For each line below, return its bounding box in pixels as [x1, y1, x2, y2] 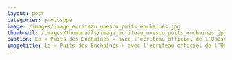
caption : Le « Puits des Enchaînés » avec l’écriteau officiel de [7, 36, 202, 43]
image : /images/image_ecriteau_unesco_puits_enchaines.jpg [7, 23, 181, 30]
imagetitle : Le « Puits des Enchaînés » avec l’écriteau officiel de [7, 42, 212, 49]
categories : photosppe [7, 17, 72, 23]
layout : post [7, 10, 45, 17]
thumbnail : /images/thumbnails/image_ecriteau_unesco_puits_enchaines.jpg [7, 29, 227, 37]
